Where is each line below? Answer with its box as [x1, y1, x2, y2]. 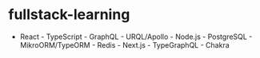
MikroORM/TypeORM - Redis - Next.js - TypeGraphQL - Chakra [19, 40, 230, 49]
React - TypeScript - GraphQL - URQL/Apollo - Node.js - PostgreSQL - [19, 32, 253, 41]
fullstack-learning [8, 6, 130, 24]
